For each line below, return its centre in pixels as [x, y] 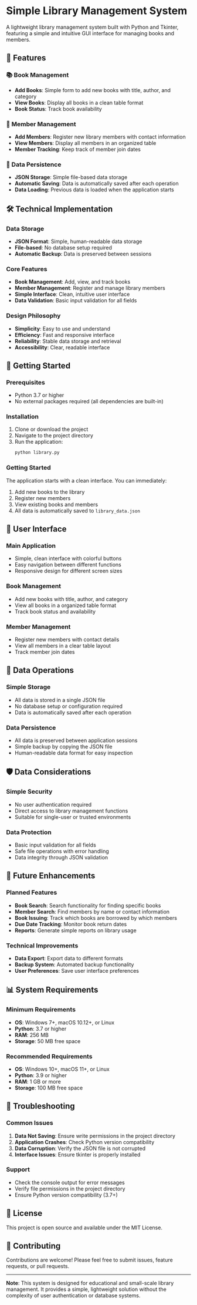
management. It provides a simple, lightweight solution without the [86, 1289]
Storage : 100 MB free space [49, 1088]
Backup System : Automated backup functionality [74, 965]
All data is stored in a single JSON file [60, 700]
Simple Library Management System [97, 11]
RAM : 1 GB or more [38, 1081]
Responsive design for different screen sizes [68, 571]
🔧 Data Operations [40, 670]
